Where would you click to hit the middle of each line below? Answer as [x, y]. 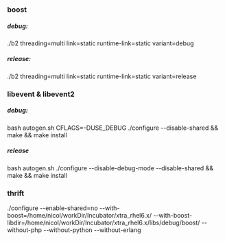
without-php [25, 230]
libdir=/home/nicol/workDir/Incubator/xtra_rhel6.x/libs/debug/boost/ [104, 223]
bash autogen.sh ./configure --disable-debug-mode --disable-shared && [110, 168]
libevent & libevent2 [41, 94]
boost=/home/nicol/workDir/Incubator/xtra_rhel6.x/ [80, 216]
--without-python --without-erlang [93, 230]
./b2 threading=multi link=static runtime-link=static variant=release [102, 76]
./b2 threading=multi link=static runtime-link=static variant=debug [100, 43]
